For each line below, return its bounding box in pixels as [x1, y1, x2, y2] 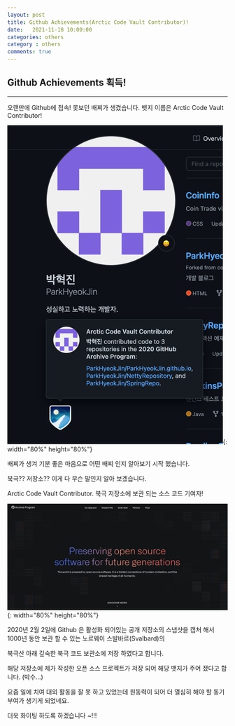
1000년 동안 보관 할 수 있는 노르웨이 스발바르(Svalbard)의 [7, 634, 166, 643]
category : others [7, 41, 61, 48]
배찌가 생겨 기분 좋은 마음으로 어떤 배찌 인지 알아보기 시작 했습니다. [7, 459, 190, 467]
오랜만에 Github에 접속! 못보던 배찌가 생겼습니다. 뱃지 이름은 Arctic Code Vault [7, 103, 224, 111]
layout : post [7, 11, 45, 18]
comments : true [7, 48, 52, 55]
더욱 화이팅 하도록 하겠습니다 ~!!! [7, 711, 97, 720]
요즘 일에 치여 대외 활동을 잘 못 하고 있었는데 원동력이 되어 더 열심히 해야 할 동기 [7, 687, 225, 697]
